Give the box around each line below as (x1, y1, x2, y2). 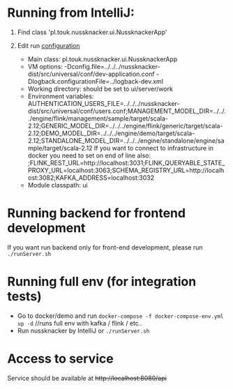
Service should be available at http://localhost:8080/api (7, 374, 167, 382)
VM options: (27, 62, 63, 70)
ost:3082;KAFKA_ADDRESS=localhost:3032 (27, 173, 155, 182)
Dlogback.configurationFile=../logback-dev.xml (27, 77, 164, 85)
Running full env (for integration (7, 274, 197, 290)
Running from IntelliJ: (7, 5, 135, 21)
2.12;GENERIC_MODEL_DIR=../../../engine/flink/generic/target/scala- (27, 121, 223, 130)
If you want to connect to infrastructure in (93, 144, 214, 152)
